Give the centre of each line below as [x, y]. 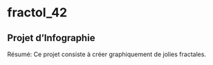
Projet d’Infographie [51, 38]
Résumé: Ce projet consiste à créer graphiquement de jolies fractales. [106, 54]
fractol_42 [37, 13]
